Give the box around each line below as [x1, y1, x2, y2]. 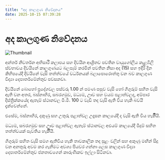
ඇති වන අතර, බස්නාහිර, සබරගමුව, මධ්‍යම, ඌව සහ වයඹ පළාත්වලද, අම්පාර [5, 92, 150, 98]
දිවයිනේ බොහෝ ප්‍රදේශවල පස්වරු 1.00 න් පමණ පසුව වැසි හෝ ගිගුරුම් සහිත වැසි [5, 86, 158, 92]
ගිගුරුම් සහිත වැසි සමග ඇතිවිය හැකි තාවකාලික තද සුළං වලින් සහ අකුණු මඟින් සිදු [5, 138, 159, 144]
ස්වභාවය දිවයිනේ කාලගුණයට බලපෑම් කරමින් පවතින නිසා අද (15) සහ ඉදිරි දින [5, 65, 152, 71]
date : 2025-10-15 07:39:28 [5, 12, 61, 17]
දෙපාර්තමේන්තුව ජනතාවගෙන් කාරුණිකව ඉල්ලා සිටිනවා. [5, 149, 112, 155]
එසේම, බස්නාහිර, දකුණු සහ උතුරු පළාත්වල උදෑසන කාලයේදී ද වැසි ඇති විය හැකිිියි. [5, 112, 161, 119]
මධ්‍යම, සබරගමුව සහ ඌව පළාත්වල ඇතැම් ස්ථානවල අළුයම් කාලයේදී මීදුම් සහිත [5, 122, 156, 129]
